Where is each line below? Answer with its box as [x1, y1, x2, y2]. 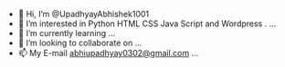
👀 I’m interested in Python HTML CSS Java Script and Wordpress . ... [17, 18, 277, 29]
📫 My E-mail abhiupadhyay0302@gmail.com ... [17, 48, 199, 58]
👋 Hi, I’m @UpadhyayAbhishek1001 [17, 9, 150, 19]
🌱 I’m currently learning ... [17, 28, 116, 38]
